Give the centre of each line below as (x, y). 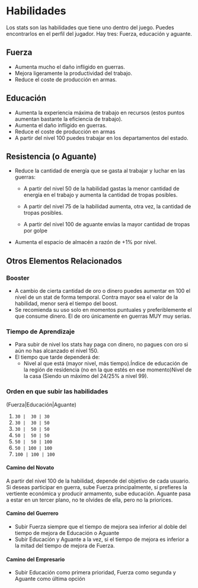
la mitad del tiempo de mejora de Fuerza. (65, 546)
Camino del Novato (30, 468)
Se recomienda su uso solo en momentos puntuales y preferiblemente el (103, 310)
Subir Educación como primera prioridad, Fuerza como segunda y (95, 573)
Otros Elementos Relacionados (64, 261)
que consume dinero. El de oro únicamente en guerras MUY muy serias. (103, 316)
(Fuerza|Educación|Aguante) (41, 404)
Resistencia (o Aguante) (51, 156)
